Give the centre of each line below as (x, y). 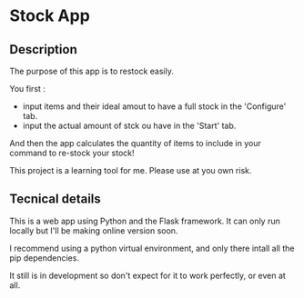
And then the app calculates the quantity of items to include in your (136, 143)
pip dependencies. (45, 258)
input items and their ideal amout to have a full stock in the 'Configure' (154, 106)
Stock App (50, 16)
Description (43, 50)
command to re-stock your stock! (72, 153)
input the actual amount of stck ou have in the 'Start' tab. (129, 125)
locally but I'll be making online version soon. (94, 230)
